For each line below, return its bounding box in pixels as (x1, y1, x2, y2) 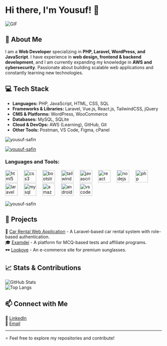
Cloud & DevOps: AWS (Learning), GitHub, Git (12, 121, 107, 127)
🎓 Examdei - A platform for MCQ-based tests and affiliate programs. (5, 239, 147, 245)
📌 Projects (5, 215, 38, 224)
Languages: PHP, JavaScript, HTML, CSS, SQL (12, 100, 109, 106)
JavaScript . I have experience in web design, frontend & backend (5, 54, 142, 60)
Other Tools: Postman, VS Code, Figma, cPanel (12, 127, 110, 133)
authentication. (19, 234, 50, 240)
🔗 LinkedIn (5, 315, 27, 321)
